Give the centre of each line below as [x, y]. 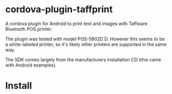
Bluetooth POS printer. [29, 29]
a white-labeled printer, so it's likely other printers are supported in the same [86, 44]
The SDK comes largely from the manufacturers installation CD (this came [83, 59]
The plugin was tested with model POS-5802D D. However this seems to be [85, 39]
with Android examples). [31, 65]
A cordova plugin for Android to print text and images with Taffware [76, 24]
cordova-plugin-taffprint [59, 9]
